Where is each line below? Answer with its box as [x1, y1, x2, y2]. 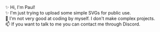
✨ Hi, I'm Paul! [5, 4, 35, 10]
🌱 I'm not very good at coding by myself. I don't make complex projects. [5, 15, 155, 21]
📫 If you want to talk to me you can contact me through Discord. [5, 21, 141, 27]
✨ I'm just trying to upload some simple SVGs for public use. [5, 10, 131, 15]
